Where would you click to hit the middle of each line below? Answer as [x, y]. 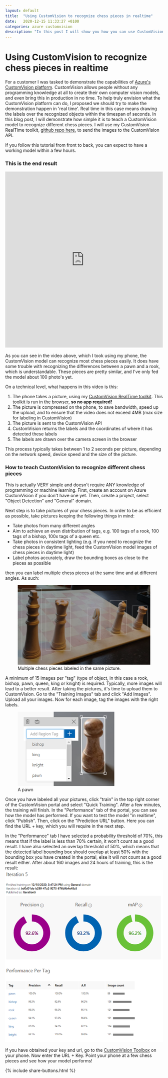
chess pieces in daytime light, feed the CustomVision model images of [85, 547]
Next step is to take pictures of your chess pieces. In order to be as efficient [83, 510]
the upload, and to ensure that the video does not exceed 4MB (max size [87, 413]
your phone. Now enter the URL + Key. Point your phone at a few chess [78, 1055]
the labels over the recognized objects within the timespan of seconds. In [81, 114]
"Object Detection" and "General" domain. [49, 501]
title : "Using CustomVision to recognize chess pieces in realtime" [79, 16]
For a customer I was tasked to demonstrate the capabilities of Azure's [78, 82]
